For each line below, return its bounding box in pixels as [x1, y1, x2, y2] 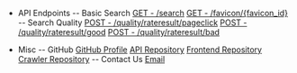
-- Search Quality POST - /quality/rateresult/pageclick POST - [17, 17, 247, 28]
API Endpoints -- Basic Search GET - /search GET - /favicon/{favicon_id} [17, 8, 288, 18]
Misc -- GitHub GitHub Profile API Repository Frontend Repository [17, 44, 263, 55]
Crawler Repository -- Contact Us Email [17, 54, 166, 64]
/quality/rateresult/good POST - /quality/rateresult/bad [17, 27, 220, 37]
